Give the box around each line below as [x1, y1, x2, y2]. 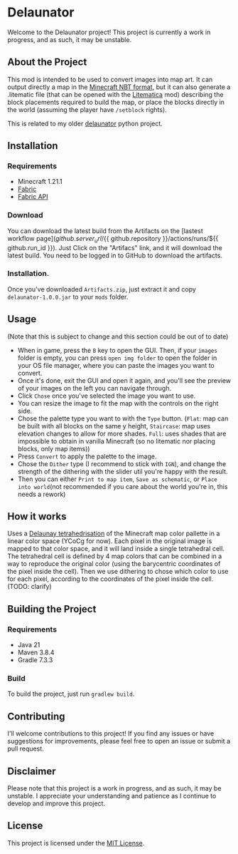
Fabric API [17, 192, 48, 201]
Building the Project [7, 603, 97, 615]
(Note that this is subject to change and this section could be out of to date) [7, 332, 229, 341]
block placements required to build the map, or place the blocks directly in [7, 98, 225, 106]
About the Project [7, 56, 87, 68]
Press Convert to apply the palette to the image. [17, 452, 157, 461]
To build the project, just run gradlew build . [7, 689, 135, 699]
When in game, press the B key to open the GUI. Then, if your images [17, 346, 218, 354]
